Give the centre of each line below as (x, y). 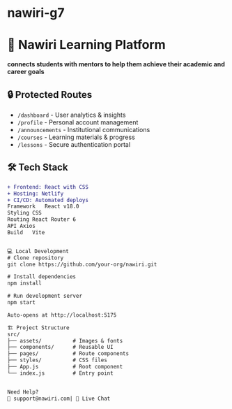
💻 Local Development (38, 251)
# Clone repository (36, 258)
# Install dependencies (42, 277)
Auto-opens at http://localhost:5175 (62, 315)
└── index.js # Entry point (60, 373)
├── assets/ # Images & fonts (65, 340)
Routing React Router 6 (42, 220)
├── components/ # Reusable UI (60, 347)
